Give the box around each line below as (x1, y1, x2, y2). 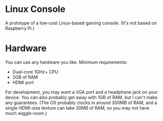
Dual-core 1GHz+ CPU (12, 69, 59, 75)
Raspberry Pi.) (5, 25, 35, 31)
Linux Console (5, 3, 66, 15)
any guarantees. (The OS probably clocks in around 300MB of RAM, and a (5, 100, 158, 106)
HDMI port (12, 79, 34, 85)
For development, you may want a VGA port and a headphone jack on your (5, 89, 158, 95)
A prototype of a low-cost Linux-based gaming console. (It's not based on (5, 20, 157, 26)
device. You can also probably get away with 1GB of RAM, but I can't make (5, 94, 158, 100)
